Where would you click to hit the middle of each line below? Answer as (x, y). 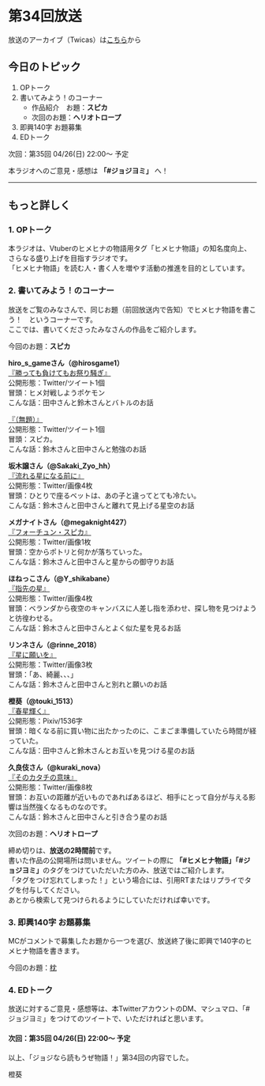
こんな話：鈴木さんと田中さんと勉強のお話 (77, 448)
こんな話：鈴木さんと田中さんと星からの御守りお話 (91, 562)
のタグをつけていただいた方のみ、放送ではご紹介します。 (136, 870)
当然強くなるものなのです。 (67, 807)
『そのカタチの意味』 (43, 777)
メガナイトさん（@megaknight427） (69, 522)
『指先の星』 (29, 588)
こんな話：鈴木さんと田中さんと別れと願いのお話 (88, 684)
